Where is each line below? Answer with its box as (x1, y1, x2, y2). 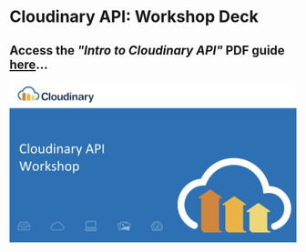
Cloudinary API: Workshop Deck (9, 6, 260, 27)
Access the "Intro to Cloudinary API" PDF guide (9, 43, 285, 58)
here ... (9, 56, 48, 72)
